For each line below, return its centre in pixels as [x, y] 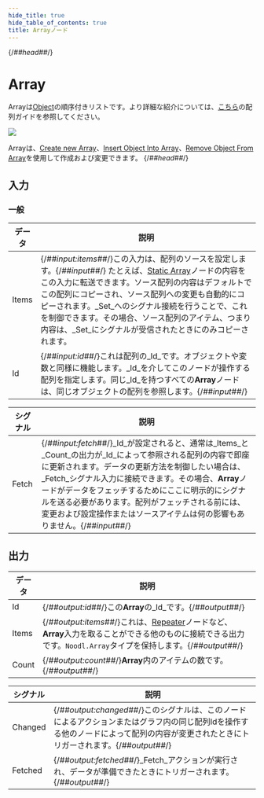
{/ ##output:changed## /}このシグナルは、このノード [150, 710]
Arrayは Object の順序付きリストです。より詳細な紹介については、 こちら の [127, 107]
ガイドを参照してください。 [59, 117]
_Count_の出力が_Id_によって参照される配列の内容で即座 [145, 455]
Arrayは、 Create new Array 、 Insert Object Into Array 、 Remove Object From [131, 148]
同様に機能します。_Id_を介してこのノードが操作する [153, 368]
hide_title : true [37, 15]
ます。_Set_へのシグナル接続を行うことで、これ [159, 306]
